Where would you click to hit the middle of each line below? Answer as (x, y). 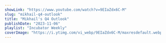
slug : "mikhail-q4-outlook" (34, 14)
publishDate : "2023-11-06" (32, 23)
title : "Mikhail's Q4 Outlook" (37, 19)
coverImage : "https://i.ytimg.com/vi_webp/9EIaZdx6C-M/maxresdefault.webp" (84, 33)
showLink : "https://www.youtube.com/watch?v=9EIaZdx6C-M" (66, 10)
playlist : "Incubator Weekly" (36, 28)
